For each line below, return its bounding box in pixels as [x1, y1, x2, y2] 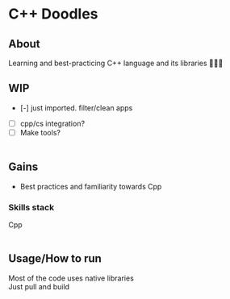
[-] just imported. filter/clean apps [19, 102, 133, 113]
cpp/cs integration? [19, 118, 86, 128]
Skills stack [8, 201, 55, 213]
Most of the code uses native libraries [8, 273, 135, 283]
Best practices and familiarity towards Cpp [19, 181, 162, 191]
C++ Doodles [8, 5, 98, 23]
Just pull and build [8, 281, 70, 291]
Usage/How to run [8, 251, 102, 266]
